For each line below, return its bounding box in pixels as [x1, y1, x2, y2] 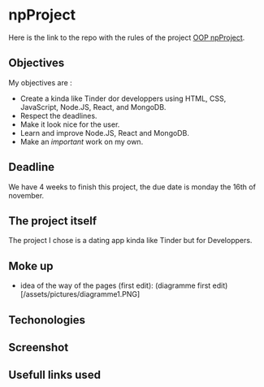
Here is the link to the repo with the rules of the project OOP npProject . [8, 33, 245, 42]
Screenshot [8, 340, 69, 354]
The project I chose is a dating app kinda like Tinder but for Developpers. [8, 236, 253, 246]
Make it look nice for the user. [19, 120, 120, 129]
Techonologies [8, 313, 85, 327]
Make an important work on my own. [19, 137, 144, 146]
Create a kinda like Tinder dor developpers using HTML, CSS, [19, 93, 227, 103]
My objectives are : [8, 77, 73, 87]
